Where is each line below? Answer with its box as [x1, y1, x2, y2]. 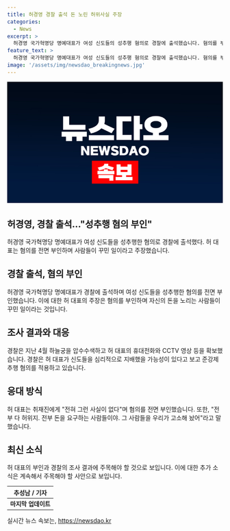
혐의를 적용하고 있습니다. [19, 363, 86, 371]
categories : [7, 18, 41, 25]
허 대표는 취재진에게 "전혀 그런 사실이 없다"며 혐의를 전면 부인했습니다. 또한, [7, 405, 210, 413]
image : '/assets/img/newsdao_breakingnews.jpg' [7, 62, 146, 69]
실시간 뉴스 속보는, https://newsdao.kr [7, 516, 112, 524]
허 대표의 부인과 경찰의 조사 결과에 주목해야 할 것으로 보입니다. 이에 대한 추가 [7, 463, 212, 472]
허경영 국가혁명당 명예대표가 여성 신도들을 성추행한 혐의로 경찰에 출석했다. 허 [7, 238, 212, 246]
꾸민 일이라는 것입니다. [7, 305, 68, 313]
